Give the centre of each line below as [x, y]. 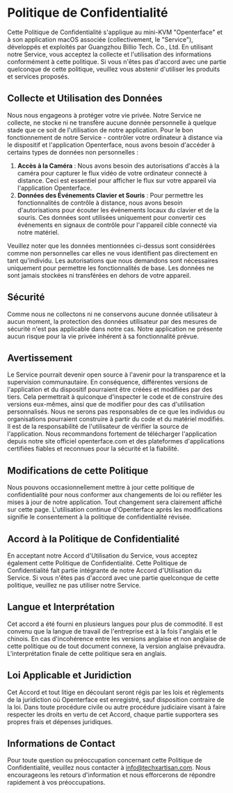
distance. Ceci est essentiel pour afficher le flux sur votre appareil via [117, 180]
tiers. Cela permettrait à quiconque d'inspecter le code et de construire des [115, 397]
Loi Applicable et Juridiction [70, 676]
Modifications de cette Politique [78, 470]
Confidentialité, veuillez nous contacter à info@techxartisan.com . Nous [109, 768]
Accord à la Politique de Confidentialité [94, 539]
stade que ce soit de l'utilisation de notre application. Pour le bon [100, 129]
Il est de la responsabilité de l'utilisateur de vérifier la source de [98, 427]
